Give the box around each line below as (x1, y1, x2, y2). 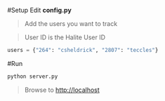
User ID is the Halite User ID (24, 33, 106, 41)
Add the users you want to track (24, 20, 118, 27)
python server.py (7, 73, 58, 80)
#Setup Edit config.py (7, 6, 72, 14)
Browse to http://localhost (24, 86, 100, 94)
